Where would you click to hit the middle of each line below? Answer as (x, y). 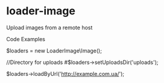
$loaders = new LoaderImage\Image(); (54, 50)
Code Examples (26, 39)
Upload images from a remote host (49, 27)
